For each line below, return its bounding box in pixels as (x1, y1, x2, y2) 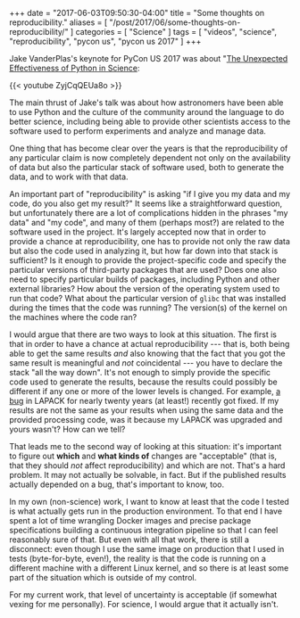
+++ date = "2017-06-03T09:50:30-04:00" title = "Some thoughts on (9, 8, 265, 18)
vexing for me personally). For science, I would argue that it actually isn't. (9, 599, 279, 609)
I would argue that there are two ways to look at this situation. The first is (9, 329, 277, 340)
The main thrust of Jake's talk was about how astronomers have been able (9, 97, 284, 108)
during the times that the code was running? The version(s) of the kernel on (9, 302, 287, 313)
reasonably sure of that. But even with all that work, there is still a (9, 534, 250, 545)
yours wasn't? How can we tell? (9, 424, 126, 434)
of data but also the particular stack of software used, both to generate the (9, 162, 285, 172)
